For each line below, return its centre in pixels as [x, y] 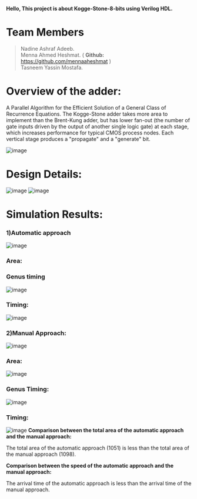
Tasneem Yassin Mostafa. [52, 67]
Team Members [45, 32]
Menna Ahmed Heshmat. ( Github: [62, 55]
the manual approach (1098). [41, 454]
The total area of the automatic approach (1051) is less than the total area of [98, 448]
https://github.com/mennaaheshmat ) [66, 61]
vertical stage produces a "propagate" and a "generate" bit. [79, 139]
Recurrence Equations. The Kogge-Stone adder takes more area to [87, 114]
